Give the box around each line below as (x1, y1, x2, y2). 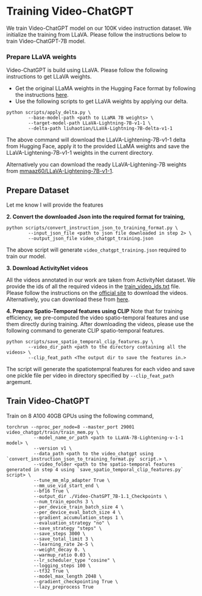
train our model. (6, 253, 47, 260)
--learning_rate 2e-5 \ (33, 541, 94, 547)
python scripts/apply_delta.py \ (6, 110, 91, 116)
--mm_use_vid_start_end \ (33, 483, 99, 489)
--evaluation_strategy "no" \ (33, 520, 111, 526)
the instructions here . (15, 91, 69, 99)
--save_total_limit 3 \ (33, 536, 94, 542)
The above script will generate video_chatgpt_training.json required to (6, 246, 187, 254)
